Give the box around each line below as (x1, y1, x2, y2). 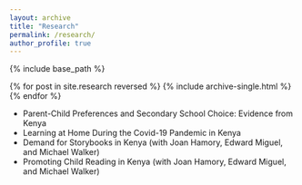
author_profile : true (9, 38, 92, 48)
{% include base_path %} (9, 63, 106, 74)
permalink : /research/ (9, 30, 96, 39)
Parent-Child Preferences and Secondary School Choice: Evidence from (22, 108, 294, 119)
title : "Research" (9, 22, 79, 31)
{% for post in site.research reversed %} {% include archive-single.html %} (9, 81, 292, 92)
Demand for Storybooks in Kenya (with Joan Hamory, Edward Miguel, (22, 137, 284, 148)
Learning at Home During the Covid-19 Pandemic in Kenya (22, 128, 241, 139)
